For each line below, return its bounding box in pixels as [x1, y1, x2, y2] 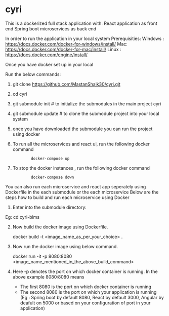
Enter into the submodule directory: [12, 204, 87, 210]
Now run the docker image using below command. [12, 243, 118, 249]
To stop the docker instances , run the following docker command [12, 165, 150, 171]
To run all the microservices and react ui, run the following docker [12, 141, 150, 147]
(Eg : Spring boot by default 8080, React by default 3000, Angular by [20, 294, 164, 300]
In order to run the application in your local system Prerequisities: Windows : [5, 35, 164, 42]
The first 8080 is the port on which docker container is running [20, 284, 152, 290]
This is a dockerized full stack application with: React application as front [5, 20, 158, 26]
